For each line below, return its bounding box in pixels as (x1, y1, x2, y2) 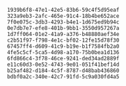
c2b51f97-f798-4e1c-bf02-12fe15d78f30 (6, 37, 120, 44)
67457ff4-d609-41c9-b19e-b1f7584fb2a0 (6, 43, 120, 50)
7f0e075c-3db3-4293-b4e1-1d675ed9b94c (6, 19, 120, 26)
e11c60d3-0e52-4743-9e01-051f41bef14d (6, 61, 120, 68)
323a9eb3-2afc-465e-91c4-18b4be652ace (6, 12, 120, 19)
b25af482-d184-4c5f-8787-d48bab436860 (6, 67, 120, 74)
